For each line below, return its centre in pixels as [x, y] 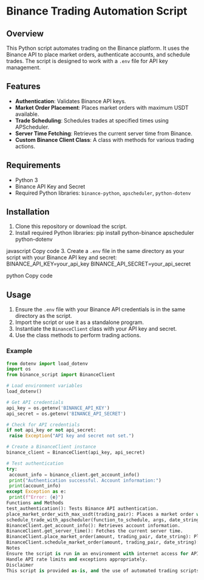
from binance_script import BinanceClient [61, 375]
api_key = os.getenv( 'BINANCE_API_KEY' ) [58, 408]
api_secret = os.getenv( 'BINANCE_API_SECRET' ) [66, 414]
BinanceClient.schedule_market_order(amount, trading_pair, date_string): [103, 542]
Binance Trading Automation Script [97, 11]
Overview [25, 34]
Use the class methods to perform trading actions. [78, 336]
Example [19, 351]
